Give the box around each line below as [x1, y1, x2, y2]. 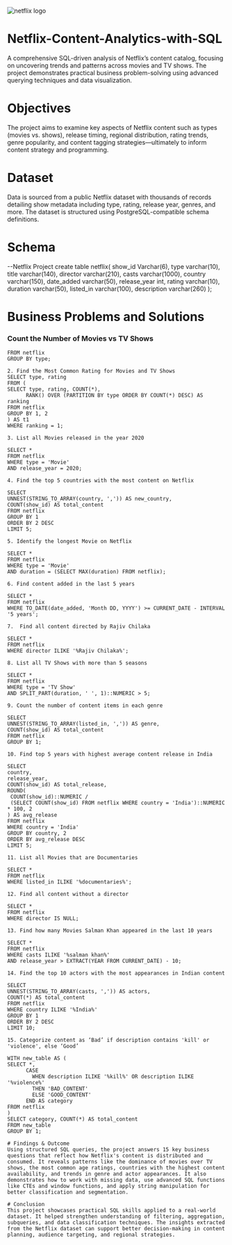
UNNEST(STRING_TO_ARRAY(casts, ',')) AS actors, [7, 988, 151, 995]
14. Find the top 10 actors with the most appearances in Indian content [7, 970, 226, 977]
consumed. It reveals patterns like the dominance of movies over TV [7, 1158, 213, 1166]
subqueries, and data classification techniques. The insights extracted [7, 1219, 226, 1226]
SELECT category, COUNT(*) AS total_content [7, 1116, 138, 1123]
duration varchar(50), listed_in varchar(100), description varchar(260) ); [7, 284, 213, 293]
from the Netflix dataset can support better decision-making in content [7, 1226, 226, 1232]
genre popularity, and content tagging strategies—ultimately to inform [7, 138, 207, 146]
